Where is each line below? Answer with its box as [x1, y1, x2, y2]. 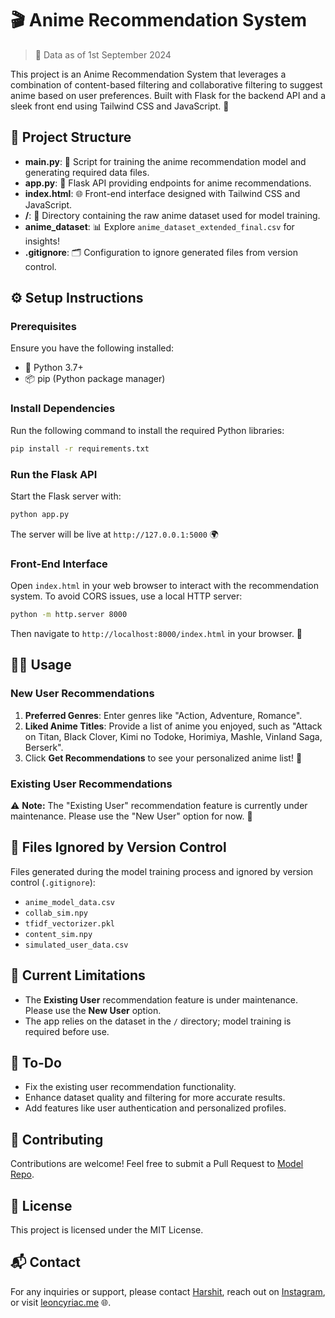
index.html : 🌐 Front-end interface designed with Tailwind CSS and [24, 187, 301, 199]
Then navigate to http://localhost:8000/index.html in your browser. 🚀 [10, 627, 303, 639]
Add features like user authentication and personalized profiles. [24, 1102, 287, 1114]
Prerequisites [10, 320, 77, 334]
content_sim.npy [24, 929, 93, 939]
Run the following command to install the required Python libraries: [10, 424, 285, 436]
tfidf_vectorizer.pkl [24, 918, 115, 929]
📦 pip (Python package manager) [24, 373, 166, 385]
